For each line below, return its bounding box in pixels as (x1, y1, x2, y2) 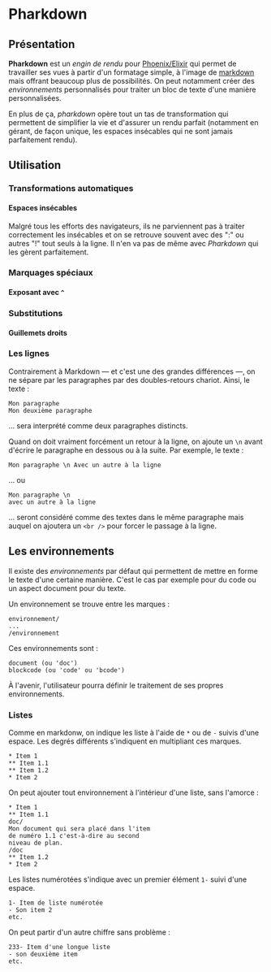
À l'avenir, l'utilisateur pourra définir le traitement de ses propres (8, 680, 224, 690)
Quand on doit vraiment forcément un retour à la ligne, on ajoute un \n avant (8, 436, 264, 446)
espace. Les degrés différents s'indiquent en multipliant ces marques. (8, 736, 242, 746)
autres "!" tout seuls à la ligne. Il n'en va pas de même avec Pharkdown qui (8, 238, 259, 248)
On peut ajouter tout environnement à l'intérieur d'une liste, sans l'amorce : (8, 788, 260, 797)
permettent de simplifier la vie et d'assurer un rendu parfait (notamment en (8, 118, 259, 127)
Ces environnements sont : (8, 643, 99, 653)
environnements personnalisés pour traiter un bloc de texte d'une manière (8, 85, 256, 94)
